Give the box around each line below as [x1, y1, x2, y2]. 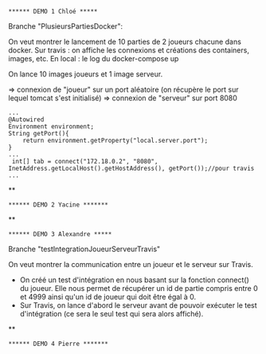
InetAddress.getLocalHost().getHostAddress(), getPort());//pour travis [8, 164, 255, 172]
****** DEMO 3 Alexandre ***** [8, 230, 112, 238]
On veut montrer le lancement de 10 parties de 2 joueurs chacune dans [8, 37, 241, 46]
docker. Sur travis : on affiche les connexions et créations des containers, [8, 45, 249, 55]
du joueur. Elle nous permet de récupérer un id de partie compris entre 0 [19, 284, 259, 293]
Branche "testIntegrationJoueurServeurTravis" [8, 244, 161, 254]
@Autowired [8, 116, 45, 124]
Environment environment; [8, 123, 94, 131]
